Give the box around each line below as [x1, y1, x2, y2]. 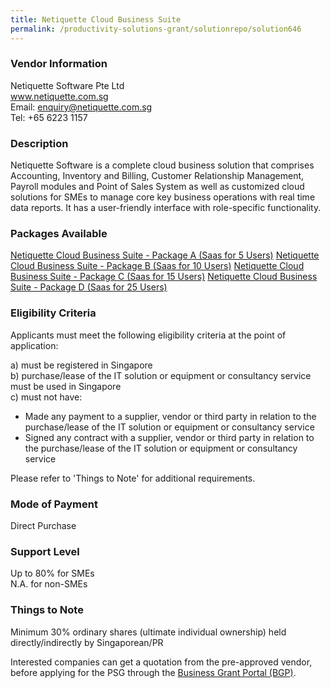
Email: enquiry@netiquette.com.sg [10, 101, 153, 113]
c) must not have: [10, 391, 83, 403]
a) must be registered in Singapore [10, 359, 153, 371]
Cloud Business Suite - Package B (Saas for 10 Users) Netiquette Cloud [10, 260, 305, 272]
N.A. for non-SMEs [10, 578, 88, 590]
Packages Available [10, 227, 108, 241]
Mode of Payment [10, 497, 98, 511]
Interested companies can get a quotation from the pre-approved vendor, [10, 656, 313, 668]
